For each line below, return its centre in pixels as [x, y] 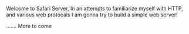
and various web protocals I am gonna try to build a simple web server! [92, 15]
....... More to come [29, 26]
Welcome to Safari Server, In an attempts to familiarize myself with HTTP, [95, 8]
